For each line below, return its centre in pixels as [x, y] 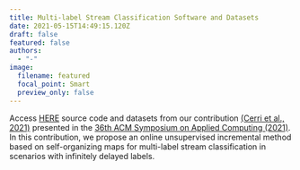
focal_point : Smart [54, 84]
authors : [26, 51]
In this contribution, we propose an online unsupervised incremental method [150, 137]
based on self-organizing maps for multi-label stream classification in [138, 146]
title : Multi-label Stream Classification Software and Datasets [134, 17]
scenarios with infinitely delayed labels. [82, 156]
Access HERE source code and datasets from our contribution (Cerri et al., [147, 118]
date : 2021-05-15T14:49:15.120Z [70, 26]
